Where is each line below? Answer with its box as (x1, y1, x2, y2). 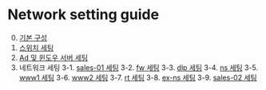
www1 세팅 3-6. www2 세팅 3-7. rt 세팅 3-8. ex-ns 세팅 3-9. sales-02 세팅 (18, 72, 257, 82)
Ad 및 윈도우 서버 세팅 (18, 53, 89, 62)
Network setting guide (7, 6, 160, 24)
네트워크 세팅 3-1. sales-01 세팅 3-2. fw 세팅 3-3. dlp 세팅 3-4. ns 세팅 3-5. (18, 62, 259, 72)
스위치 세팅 (18, 42, 54, 53)
